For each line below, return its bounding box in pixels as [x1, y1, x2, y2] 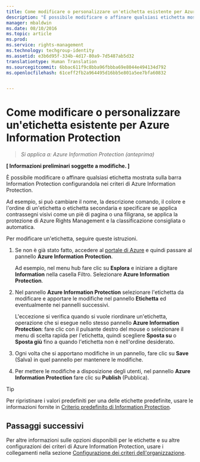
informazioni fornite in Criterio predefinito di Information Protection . [6, 404, 171, 411]
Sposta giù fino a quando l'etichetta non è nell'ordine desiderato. [14, 338, 175, 346]
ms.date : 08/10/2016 [6, 25, 58, 32]
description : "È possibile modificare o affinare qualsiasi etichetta [6, 14, 185, 20]
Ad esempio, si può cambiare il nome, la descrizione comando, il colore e [6, 198, 186, 206]
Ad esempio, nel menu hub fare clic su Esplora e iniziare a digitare [14, 265, 178, 272]
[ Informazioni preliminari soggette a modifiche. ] [6, 162, 130, 170]
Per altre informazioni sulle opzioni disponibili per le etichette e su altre [6, 436, 180, 444]
